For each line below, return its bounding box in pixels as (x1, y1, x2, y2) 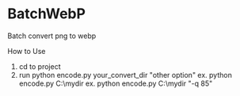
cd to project (18, 61, 61, 71)
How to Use (7, 46, 46, 56)
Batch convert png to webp (7, 31, 97, 40)
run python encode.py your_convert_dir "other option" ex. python (18, 70, 233, 79)
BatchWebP (7, 5, 86, 23)
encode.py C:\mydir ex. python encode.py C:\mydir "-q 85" (18, 79, 213, 88)
